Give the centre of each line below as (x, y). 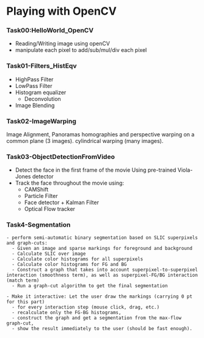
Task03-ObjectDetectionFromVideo (60, 157)
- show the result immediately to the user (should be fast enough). (102, 328)
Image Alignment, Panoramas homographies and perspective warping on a (100, 134)
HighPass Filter (34, 79)
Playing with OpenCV (62, 11)
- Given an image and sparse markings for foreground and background (102, 248)
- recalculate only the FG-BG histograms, (67, 312)
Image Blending (35, 105)
